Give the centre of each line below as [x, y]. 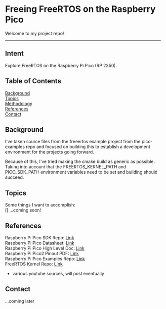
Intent [14, 54]
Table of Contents [33, 81]
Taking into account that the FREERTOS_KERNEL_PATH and [66, 167]
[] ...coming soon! [23, 210]
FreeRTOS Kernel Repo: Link [34, 264]
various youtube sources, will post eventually [58, 274]
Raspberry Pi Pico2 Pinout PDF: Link [42, 253]
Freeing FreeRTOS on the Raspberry [80, 9]
